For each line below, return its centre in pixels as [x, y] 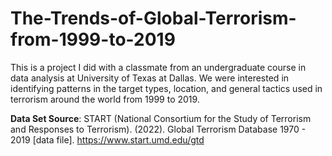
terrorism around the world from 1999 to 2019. [105, 99]
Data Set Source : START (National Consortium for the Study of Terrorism [161, 118]
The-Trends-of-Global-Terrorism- [153, 18]
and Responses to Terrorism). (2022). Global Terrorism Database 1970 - [158, 129]
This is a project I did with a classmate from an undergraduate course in [158, 67]
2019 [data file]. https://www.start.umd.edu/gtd [107, 139]
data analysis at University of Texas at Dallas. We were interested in [150, 78]
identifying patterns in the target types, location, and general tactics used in [166, 88]
